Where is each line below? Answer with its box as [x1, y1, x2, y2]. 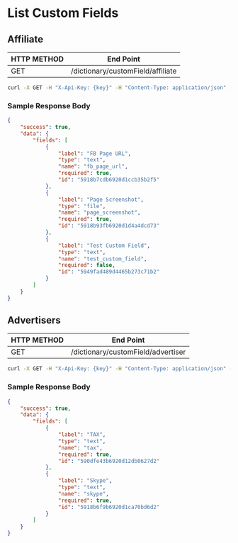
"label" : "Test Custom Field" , [57, 242, 151, 249]
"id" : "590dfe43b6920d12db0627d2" [57, 457, 160, 464]
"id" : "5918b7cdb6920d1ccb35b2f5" [57, 176, 160, 183]
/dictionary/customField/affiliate [70, 66, 177, 76]
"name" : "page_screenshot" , [57, 209, 141, 217]
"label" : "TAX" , [57, 431, 106, 438]
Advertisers [7, 314, 62, 326]
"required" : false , [57, 262, 115, 269]
